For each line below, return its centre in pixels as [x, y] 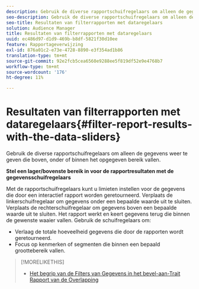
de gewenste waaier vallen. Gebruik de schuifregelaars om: [78, 220]
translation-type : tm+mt [37, 56]
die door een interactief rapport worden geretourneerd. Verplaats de [89, 195]
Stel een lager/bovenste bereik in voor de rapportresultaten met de [90, 171]
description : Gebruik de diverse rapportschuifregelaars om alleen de [95, 12]
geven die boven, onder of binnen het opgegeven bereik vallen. [84, 160]
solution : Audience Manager [41, 28]
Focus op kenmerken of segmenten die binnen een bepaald [87, 244]
